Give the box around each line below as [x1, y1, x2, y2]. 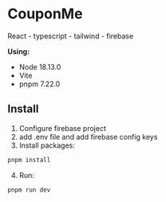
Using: [7, 46, 30, 56]
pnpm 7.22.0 [18, 79, 61, 89]
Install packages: [18, 141, 75, 150]
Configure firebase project [18, 123, 107, 133]
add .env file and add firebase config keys [18, 132, 158, 141]
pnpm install [7, 156, 51, 164]
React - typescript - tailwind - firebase [7, 31, 134, 41]
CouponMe [7, 5, 83, 23]
